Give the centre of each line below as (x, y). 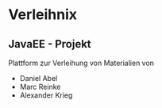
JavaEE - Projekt (50, 44)
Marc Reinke (40, 87)
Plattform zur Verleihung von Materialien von (81, 63)
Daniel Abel (39, 78)
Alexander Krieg (46, 95)
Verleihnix (43, 15)
